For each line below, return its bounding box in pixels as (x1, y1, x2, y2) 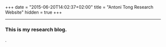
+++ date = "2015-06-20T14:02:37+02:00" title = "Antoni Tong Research (5, 4, 154, 10)
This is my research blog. (5, 26, 67, 33)
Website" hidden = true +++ (5, 9, 62, 15)
